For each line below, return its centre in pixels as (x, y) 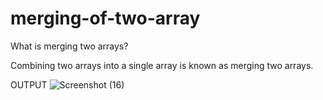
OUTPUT (29, 84)
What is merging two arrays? (69, 46)
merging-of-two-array (105, 18)
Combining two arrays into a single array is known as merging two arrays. (162, 65)
